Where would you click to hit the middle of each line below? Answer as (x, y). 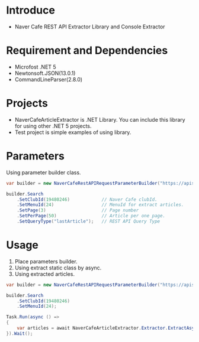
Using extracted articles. (45, 274)
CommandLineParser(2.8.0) (49, 79)
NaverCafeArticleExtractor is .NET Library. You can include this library (100, 119)
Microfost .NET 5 (35, 67)
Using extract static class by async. (58, 268)
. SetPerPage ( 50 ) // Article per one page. (91, 216)
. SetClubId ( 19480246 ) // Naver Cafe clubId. (87, 199)
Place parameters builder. (46, 261)
